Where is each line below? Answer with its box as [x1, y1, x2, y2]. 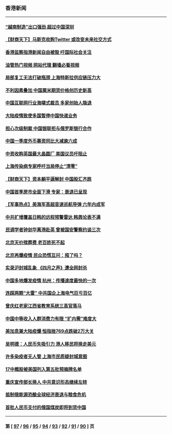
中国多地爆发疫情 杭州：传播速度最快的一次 [5, 277, 96, 283]
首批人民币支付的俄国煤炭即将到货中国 [5, 404, 86, 410]
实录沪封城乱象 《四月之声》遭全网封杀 [5, 265, 88, 271]
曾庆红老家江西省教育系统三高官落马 [5, 302, 82, 308]
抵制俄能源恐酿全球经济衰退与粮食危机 [5, 391, 86, 398]
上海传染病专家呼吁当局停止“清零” [5, 163, 78, 170]
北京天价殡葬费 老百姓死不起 [5, 239, 65, 245]
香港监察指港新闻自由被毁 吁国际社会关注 [5, 49, 92, 55]
